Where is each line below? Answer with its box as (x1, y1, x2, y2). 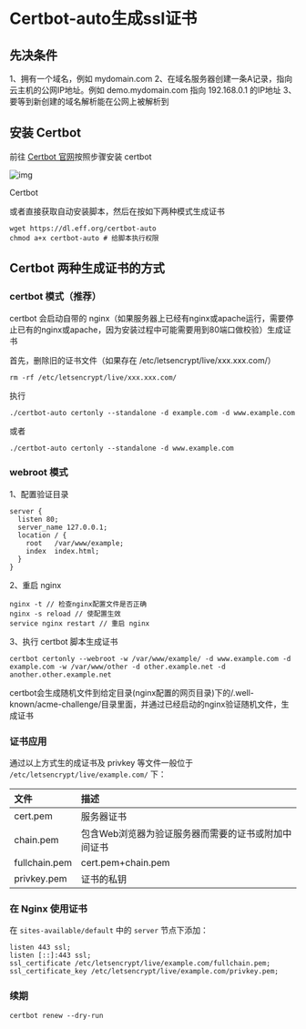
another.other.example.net (9, 670, 112, 679)
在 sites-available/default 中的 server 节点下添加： (9, 925, 209, 936)
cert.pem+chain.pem (80, 857, 170, 870)
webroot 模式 (9, 466, 68, 479)
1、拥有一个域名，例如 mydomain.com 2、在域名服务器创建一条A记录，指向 (9, 74, 293, 84)
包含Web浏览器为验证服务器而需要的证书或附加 (80, 828, 283, 841)
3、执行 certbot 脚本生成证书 (9, 636, 118, 647)
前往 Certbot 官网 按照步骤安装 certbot (9, 151, 152, 162)
